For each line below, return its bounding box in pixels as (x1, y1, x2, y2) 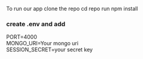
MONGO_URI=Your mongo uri (6, 40, 79, 47)
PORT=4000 (6, 33, 38, 41)
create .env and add (6, 20, 66, 28)
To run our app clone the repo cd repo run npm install (6, 5, 138, 12)
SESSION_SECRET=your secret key (6, 46, 93, 53)
